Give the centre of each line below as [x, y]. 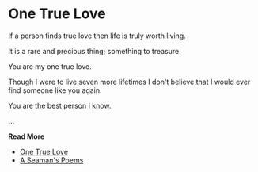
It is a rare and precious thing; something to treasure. [95, 51]
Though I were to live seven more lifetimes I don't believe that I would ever [129, 82]
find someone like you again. [55, 90]
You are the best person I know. [60, 105]
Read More [27, 136]
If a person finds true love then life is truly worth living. [97, 36]
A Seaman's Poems [51, 160]
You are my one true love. [50, 66]
